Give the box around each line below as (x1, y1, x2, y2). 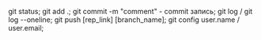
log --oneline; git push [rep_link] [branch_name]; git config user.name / (8, 15, 240, 24)
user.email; (8, 24, 44, 32)
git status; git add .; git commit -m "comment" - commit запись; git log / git (8, 7, 253, 16)
